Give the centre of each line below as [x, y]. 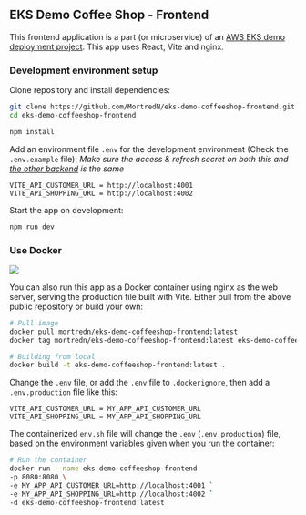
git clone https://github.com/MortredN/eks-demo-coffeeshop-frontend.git [153, 107]
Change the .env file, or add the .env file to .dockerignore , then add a [140, 383]
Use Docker [36, 250]
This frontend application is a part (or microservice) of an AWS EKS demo [147, 36]
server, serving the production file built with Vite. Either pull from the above [150, 296]
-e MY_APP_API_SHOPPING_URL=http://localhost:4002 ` [112, 494]
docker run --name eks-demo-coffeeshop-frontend [103, 469]
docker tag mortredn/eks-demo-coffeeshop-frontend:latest [122, 340]
